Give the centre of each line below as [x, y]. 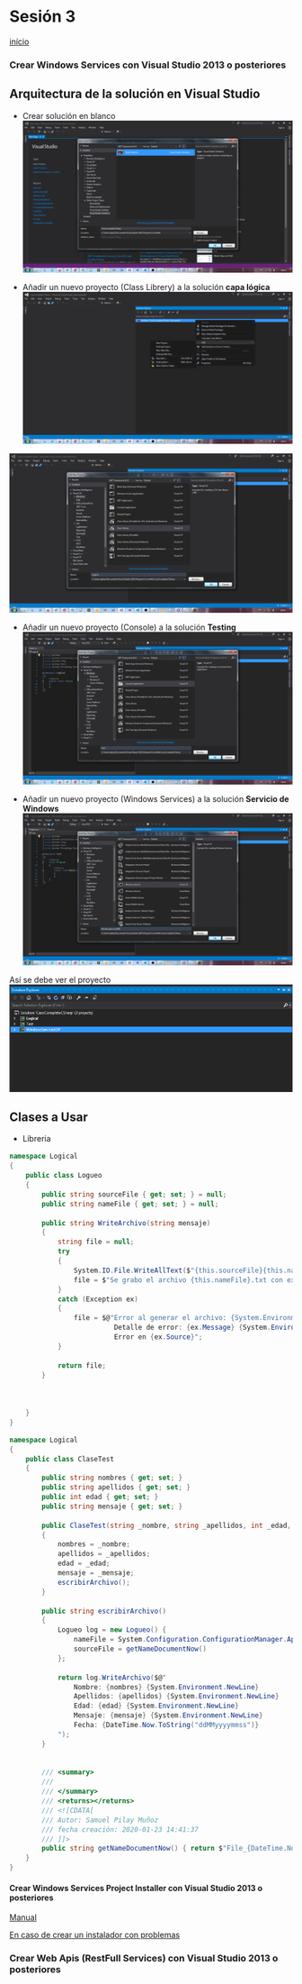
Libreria [36, 1139]
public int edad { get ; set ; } [100, 1497]
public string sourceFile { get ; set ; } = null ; [134, 1194]
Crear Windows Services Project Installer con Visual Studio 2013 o [136, 1888]
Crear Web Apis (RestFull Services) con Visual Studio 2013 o [144, 1959]
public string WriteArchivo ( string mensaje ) [126, 1223]
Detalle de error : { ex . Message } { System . [192, 1328]
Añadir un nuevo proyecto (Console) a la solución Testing [129, 627]
